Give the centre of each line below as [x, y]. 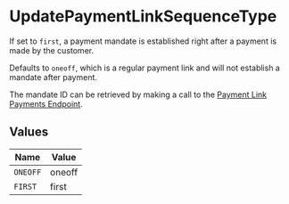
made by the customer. [52, 50]
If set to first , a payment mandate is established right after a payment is [143, 41]
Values [29, 132]
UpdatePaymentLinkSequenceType [143, 16]
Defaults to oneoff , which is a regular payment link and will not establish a [145, 68]
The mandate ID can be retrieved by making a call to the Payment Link [138, 94]
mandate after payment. [54, 77]
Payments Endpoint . [46, 103]
